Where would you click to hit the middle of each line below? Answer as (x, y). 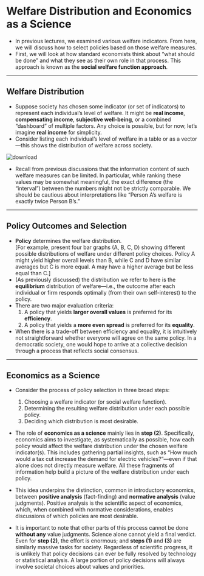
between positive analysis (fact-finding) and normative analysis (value (105, 497)
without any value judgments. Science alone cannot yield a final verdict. (105, 535)
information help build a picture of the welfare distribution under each (102, 472)
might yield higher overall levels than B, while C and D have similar (98, 260)
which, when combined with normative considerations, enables (94, 510)
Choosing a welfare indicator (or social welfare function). (95, 402)
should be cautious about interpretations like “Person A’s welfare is (98, 195)
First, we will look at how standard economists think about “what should (105, 54)
